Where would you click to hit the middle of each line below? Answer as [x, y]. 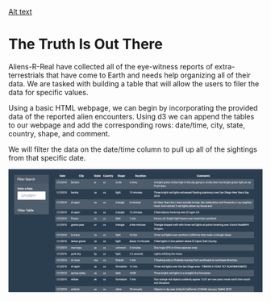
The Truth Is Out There [86, 44]
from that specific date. [47, 157]
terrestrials [26, 75]
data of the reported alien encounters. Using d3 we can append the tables [131, 116]
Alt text [20, 12]
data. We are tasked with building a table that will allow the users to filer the [134, 83]
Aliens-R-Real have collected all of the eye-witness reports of [111, 66]
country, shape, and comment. [59, 133]
